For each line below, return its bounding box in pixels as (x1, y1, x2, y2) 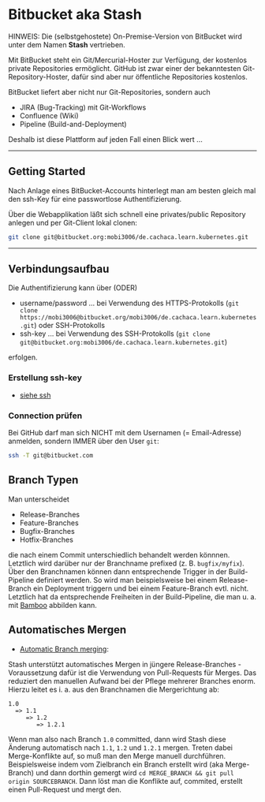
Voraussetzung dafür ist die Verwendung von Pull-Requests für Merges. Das (8, 668, 257, 677)
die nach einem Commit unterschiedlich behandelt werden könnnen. (8, 550, 230, 559)
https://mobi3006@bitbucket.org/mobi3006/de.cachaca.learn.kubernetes (19, 314, 257, 322)
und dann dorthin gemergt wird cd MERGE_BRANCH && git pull (35, 767, 234, 778)
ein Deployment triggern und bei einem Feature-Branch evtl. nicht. (32, 584, 249, 593)
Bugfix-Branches (19, 526, 75, 535)
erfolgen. (8, 353, 38, 362)
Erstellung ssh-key (8, 372, 83, 383)
